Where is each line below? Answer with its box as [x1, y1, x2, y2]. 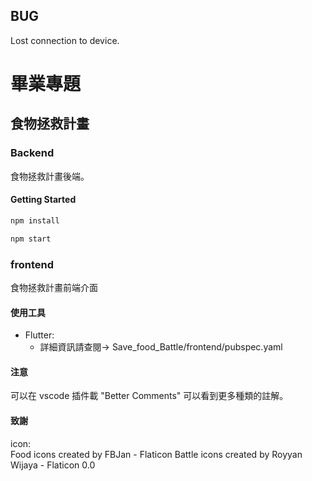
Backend [10, 146, 55, 160]
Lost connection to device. [10, 34, 120, 46]
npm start [10, 234, 52, 244]
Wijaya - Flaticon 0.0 [10, 459, 96, 471]
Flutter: [24, 329, 55, 341]
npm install [10, 215, 60, 226]
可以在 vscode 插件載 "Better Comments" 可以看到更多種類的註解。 [10, 390, 289, 402]
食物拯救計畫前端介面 [10, 281, 98, 293]
